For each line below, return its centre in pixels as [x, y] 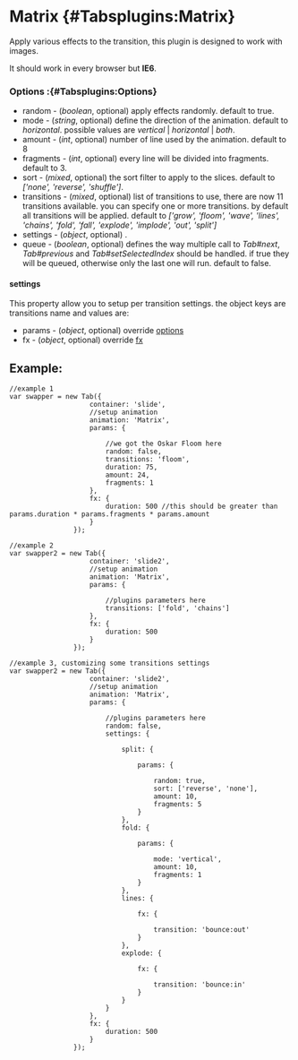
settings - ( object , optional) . [75, 235]
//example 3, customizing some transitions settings [110, 664]
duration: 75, [132, 468]
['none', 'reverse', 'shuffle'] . [72, 187]
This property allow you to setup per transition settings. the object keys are [148, 304]
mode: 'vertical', [187, 859]
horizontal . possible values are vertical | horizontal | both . [128, 130]
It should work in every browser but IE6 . [83, 68]
